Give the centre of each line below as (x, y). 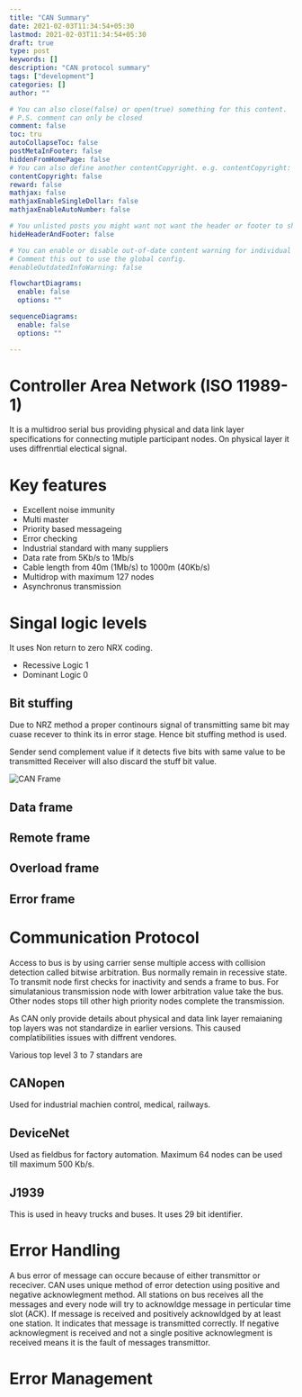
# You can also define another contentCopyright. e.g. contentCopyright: (151, 167)
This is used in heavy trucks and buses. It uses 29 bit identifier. (126, 1214)
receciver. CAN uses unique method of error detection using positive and (145, 1285)
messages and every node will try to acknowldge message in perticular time (151, 1304)
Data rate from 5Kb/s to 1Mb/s (78, 558)
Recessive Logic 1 (55, 665)
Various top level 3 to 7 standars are (76, 1055)
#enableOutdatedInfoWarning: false (76, 267)
